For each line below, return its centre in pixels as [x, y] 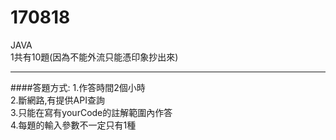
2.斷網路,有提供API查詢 [57, 100]
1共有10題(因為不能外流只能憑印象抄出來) [94, 57]
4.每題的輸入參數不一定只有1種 [73, 125]
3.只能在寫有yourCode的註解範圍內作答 [91, 112]
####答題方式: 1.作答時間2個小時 [78, 87]
